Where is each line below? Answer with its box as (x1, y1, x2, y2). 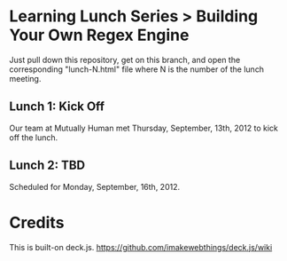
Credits (9, 212, 65, 233)
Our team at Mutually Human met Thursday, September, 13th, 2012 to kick (9, 123, 279, 133)
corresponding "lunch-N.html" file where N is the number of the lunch (9, 64, 264, 75)
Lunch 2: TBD (9, 158, 86, 173)
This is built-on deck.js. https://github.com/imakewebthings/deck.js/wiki (9, 241, 273, 252)
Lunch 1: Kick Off (9, 99, 105, 115)
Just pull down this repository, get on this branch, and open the (9, 54, 241, 65)
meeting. (9, 73, 42, 83)
